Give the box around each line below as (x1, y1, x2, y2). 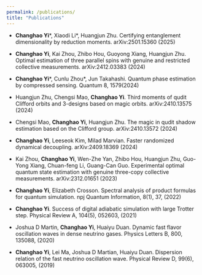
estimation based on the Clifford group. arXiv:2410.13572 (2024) (15, 125, 178, 132)
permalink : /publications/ (6, 9, 76, 15)
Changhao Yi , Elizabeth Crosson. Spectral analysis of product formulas (15, 187, 196, 194)
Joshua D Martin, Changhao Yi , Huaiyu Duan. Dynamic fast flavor (15, 223, 182, 231)
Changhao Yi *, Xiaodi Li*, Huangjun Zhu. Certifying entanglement (15, 31, 181, 39)
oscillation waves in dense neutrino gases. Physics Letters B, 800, (15, 230, 183, 237)
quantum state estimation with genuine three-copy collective (15, 168, 169, 176)
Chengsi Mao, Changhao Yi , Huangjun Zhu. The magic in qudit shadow (15, 118, 196, 126)
